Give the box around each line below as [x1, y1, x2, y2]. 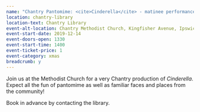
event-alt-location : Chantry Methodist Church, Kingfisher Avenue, [6, 25, 177, 32]
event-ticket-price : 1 [6, 48, 62, 54]
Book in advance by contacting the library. [6, 99, 110, 106]
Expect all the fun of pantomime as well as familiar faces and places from [6, 81, 186, 88]
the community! [6, 88, 45, 95]
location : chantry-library [6, 14, 73, 20]
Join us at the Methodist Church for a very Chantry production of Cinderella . [6, 75, 193, 82]
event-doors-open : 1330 [6, 36, 65, 42]
